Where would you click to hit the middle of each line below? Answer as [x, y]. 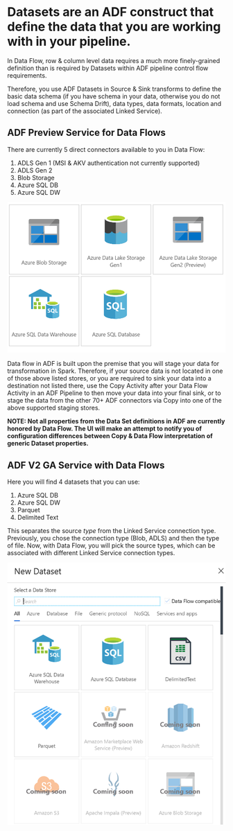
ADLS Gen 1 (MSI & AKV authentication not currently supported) [109, 163]
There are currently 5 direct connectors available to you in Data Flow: [106, 149]
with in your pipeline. [69, 42]
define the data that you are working [114, 27]
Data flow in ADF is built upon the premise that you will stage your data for [113, 364]
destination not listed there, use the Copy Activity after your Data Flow [107, 386]
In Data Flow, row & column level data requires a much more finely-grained [114, 60]
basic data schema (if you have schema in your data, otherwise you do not [114, 96]
